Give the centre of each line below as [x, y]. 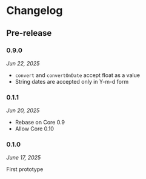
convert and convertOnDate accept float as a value [78, 75]
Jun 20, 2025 [23, 110]
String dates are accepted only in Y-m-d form [72, 81]
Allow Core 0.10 [35, 129]
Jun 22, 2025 [23, 63]
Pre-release [29, 33]
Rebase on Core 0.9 [40, 123]
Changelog [35, 11]
